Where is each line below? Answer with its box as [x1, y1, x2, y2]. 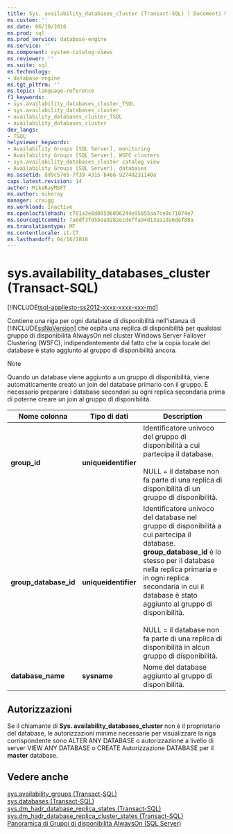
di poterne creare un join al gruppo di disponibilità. [7, 395, 151, 403]
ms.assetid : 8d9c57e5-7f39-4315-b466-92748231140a [7, 171, 157, 178]
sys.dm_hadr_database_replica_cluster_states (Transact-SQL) [7, 812, 184, 820]
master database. [7, 752, 58, 759]
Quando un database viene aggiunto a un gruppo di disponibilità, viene [7, 373, 209, 381]
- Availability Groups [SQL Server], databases [7, 164, 148, 172]
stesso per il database [143, 556, 215, 566]
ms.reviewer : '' [7, 55, 54, 62]
